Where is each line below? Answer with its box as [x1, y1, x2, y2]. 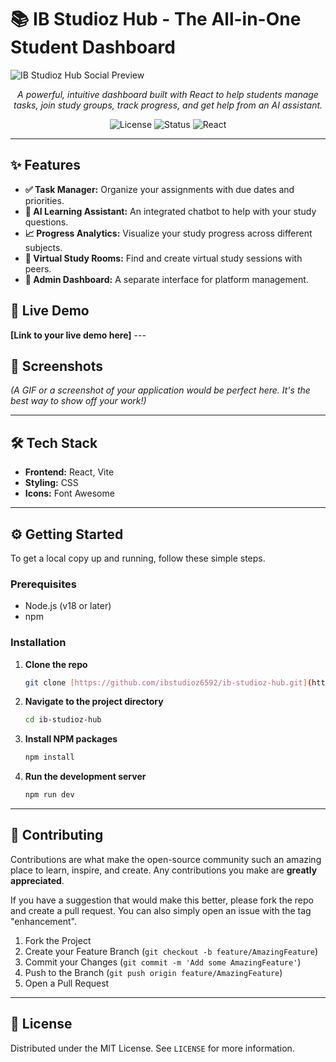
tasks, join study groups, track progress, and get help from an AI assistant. [13, 99, 323, 111]
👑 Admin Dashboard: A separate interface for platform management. [24, 273, 309, 285]
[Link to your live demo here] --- [10, 329, 147, 341]
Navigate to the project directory [24, 696, 164, 708]
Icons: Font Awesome [24, 487, 115, 500]
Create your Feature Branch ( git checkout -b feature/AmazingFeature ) [24, 945, 319, 957]
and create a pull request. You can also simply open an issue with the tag [10, 904, 312, 916]
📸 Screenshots [10, 357, 104, 375]
